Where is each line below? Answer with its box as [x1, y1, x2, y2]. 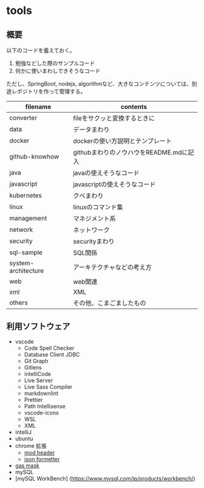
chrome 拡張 [15, 442, 47, 449]
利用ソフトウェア [6, 321, 70, 332]
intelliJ [15, 428, 32, 436]
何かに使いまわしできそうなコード [15, 68, 101, 74]
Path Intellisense [24, 402, 66, 410]
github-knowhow [9, 153, 59, 161]
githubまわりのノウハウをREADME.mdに [72, 148, 188, 156]
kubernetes [9, 191, 42, 200]
